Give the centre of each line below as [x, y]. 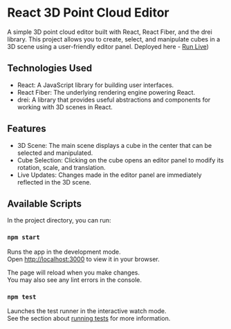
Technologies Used [49, 68]
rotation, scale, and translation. [61, 167]
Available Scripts [44, 204]
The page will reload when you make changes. [74, 272]
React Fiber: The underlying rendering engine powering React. [106, 92]
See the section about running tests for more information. [89, 318]
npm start [24, 237]
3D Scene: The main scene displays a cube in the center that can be [114, 145]
